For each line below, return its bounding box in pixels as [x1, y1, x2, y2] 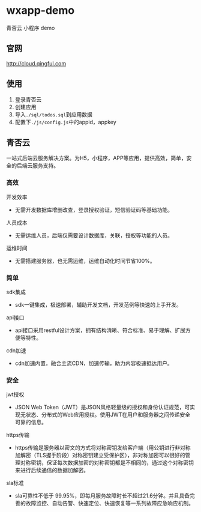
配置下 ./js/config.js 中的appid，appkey [14, 118, 117, 125]
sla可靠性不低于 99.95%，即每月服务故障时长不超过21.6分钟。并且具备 [14, 492, 190, 499]
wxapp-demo [6, 4, 75, 17]
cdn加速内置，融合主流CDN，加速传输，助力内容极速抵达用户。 [14, 360, 173, 367]
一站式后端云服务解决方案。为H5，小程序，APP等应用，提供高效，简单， [6, 154, 187, 162]
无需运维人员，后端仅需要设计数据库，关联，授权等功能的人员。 [14, 232, 173, 239]
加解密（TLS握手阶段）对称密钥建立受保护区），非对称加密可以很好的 [14, 451, 185, 459]
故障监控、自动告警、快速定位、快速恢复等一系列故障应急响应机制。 [25, 499, 194, 507]
